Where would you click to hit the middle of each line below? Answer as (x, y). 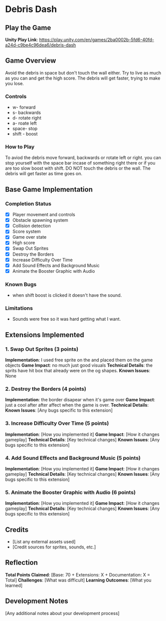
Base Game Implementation (49, 189)
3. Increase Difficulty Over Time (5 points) (57, 423)
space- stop (25, 129)
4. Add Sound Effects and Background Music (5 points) (73, 458)
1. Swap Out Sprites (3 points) (42, 349)
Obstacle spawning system (40, 220)
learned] (14, 585)
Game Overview (31, 61)
